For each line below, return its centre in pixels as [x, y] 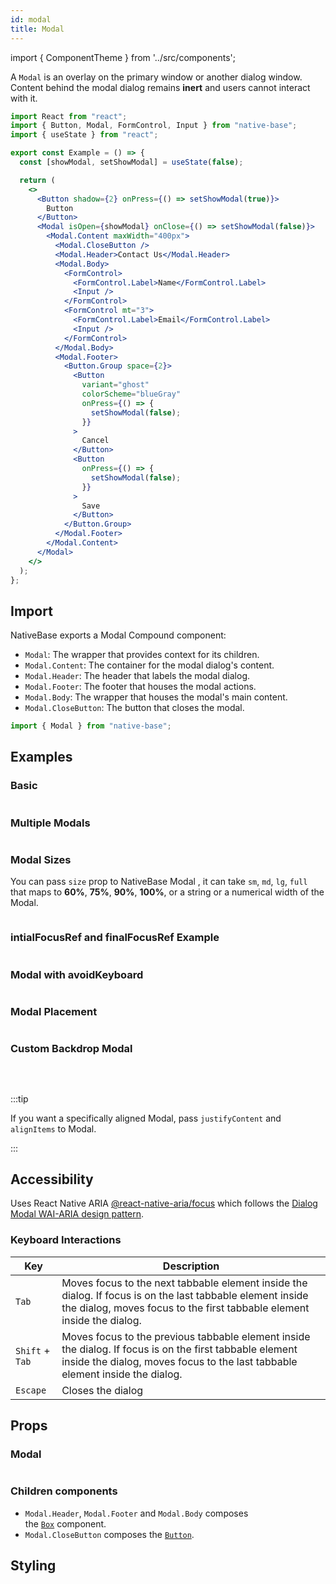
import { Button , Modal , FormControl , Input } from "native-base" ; [154, 126]
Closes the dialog [102, 1390]
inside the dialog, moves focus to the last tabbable [179, 1361]
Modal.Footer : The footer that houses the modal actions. [140, 687]
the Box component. [65, 1523]
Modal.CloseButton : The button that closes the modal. [134, 708]
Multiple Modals [50, 823]
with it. [24, 98]
